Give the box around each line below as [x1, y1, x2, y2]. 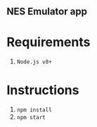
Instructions [6, 82, 79, 98]
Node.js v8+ [16, 59, 52, 66]
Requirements [6, 34, 91, 50]
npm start [16, 114, 46, 121]
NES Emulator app [6, 6, 87, 18]
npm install [16, 107, 52, 114]
